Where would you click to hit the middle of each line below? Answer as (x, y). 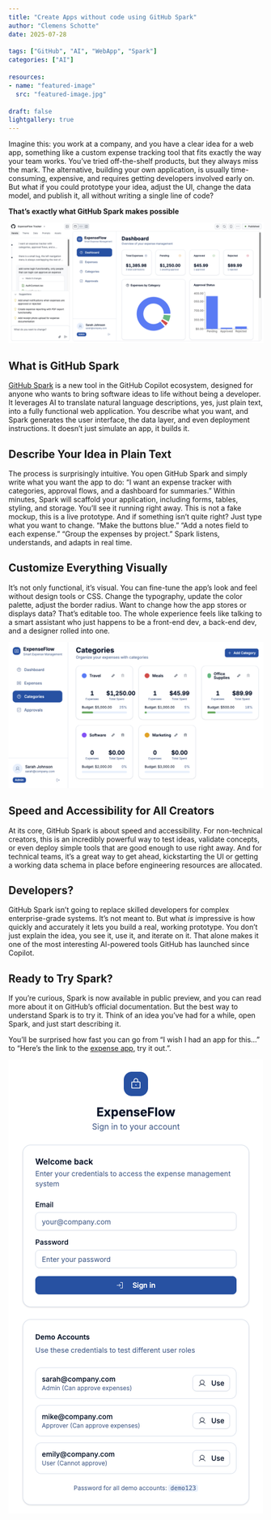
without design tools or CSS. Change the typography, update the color (125, 596)
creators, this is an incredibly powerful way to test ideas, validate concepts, (134, 839)
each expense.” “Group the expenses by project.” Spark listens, (114, 534)
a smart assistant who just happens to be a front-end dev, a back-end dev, (133, 622)
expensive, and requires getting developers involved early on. (152, 179)
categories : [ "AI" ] (41, 60)
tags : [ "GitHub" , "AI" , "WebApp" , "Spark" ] (83, 52)
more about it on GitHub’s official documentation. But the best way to (123, 1007)
